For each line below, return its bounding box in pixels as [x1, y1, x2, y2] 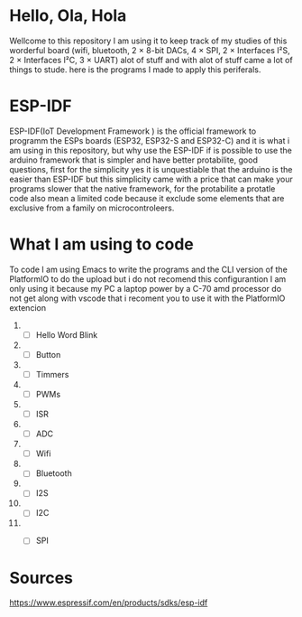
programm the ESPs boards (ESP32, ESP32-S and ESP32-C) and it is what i [9, 135, 290, 145]
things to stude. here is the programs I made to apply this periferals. [9, 64, 261, 75]
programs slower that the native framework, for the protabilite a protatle [9, 182, 276, 194]
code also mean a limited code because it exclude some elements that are [9, 192, 285, 203]
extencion [9, 302, 47, 313]
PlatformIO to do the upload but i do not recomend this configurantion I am [9, 273, 287, 285]
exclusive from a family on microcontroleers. [9, 202, 175, 213]
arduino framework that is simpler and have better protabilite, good [9, 154, 259, 165]
